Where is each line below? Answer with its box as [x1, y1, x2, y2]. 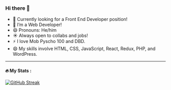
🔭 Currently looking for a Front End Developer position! [12, 16, 128, 22]
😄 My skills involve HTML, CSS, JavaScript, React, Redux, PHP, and [12, 46, 156, 52]
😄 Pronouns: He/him [12, 27, 57, 33]
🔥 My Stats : [5, 67, 32, 74]
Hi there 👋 [5, 5, 31, 12]
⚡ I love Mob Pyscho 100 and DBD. [12, 38, 85, 44]
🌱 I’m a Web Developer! [12, 21, 62, 28]
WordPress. [12, 51, 37, 57]
